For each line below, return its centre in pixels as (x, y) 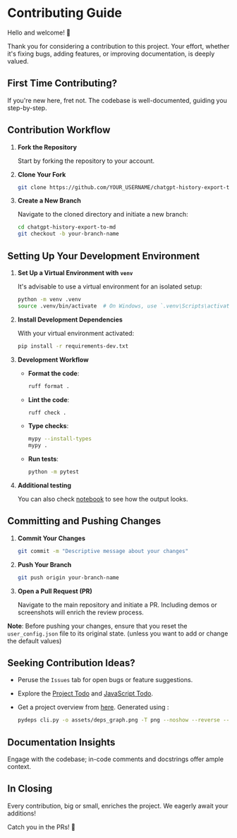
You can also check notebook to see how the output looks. (103, 499)
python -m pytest (54, 472)
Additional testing (44, 485)
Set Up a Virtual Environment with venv (75, 273)
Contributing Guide (65, 13)
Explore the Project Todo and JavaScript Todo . (85, 693)
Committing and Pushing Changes (84, 521)
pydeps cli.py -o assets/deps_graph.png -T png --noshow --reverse (119, 720)
